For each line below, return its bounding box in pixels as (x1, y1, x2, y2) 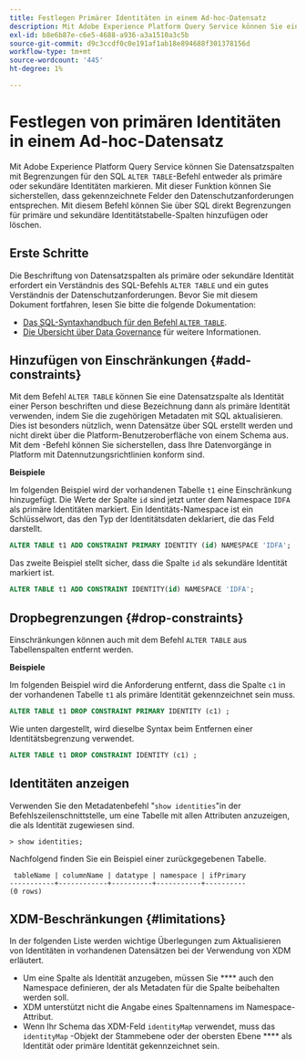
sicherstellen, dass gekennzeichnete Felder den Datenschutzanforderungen (9, 190, 294, 201)
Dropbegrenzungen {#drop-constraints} (9, 610, 244, 626)
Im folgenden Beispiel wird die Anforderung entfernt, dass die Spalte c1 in (9, 680, 286, 690)
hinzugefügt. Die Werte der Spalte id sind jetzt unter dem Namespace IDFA (9, 494, 291, 505)
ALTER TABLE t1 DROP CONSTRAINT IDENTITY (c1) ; (9, 750, 198, 760)
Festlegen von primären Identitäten (9, 111, 281, 132)
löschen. (9, 219, 42, 230)
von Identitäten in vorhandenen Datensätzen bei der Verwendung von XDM (9, 945, 291, 956)
